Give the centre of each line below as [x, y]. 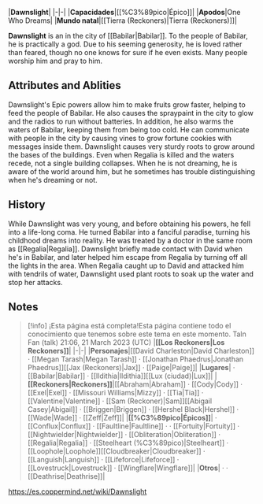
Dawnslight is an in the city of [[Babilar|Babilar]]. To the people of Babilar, [128, 36]
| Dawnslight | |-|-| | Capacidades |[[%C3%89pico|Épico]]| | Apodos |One [124, 12]
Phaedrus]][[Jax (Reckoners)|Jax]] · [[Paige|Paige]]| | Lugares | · [131, 368]
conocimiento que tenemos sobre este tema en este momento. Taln [137, 334]
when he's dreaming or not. [53, 180]
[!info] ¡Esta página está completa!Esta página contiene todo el [129, 326]
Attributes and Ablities [65, 85]
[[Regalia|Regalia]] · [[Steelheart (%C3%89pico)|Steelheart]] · [128, 443]
